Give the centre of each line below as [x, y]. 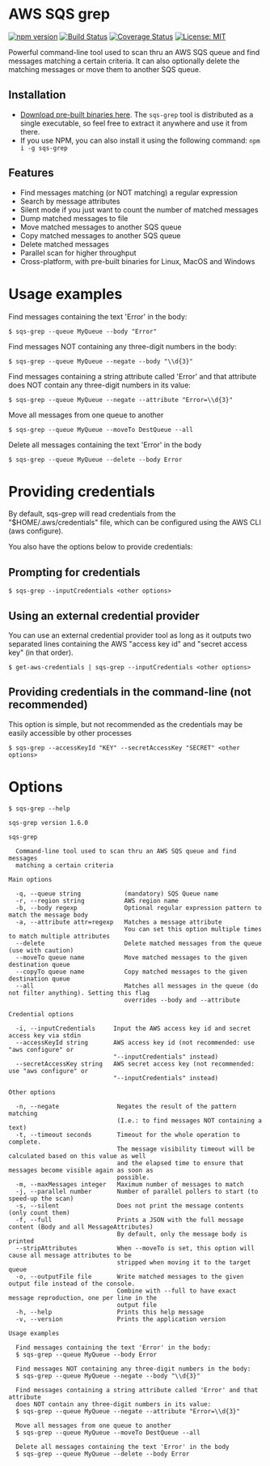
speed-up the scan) [41, 1199]
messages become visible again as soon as [81, 1170]
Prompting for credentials [74, 572]
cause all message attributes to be [70, 1255]
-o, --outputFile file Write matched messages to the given [130, 1276]
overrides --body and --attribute [182, 1000]
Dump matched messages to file [74, 218]
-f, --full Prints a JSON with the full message [130, 1220]
